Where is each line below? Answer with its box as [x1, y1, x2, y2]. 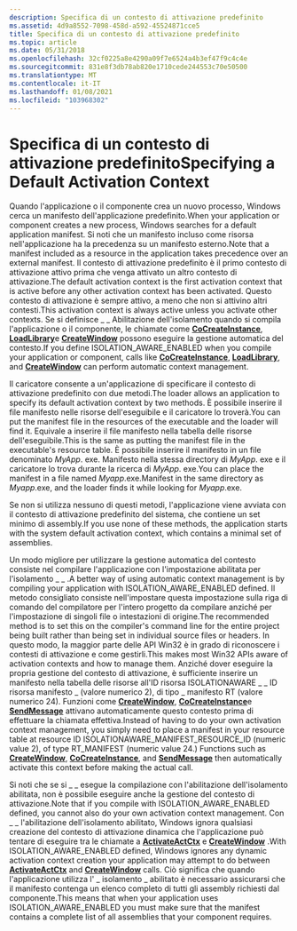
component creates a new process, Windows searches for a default [9, 219, 257, 231]
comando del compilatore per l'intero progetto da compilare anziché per [9, 601, 272, 613]
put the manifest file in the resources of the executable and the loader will [9, 417, 278, 427]
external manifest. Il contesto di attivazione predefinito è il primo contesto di [9, 258, 287, 268]
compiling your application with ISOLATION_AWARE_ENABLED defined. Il [9, 583, 276, 593]
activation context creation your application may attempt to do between [9, 855, 270, 866]
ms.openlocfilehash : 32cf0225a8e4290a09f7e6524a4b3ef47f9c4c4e [9, 54, 248, 63]
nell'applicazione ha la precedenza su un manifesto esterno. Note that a [9, 239, 270, 250]
